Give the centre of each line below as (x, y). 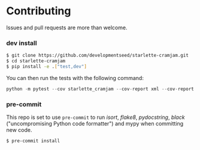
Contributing (39, 11)
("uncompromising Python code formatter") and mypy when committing (95, 124)
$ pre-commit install (33, 141)
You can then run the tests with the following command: (75, 78)
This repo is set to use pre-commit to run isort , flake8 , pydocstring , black (96, 117)
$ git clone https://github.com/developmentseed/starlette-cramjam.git (97, 56)
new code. (19, 130)
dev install (22, 43)
